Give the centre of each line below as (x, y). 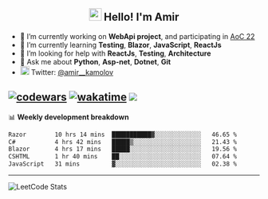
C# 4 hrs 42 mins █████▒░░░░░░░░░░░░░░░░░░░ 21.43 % (123, 142)
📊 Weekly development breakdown (69, 117)
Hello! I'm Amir (141, 17)
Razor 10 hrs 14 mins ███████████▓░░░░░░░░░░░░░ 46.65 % (123, 135)
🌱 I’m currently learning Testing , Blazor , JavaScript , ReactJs (120, 45)
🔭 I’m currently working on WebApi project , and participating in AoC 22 (137, 36)
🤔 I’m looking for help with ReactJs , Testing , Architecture (115, 53)
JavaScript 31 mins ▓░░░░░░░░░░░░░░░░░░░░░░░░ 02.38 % (123, 164)
